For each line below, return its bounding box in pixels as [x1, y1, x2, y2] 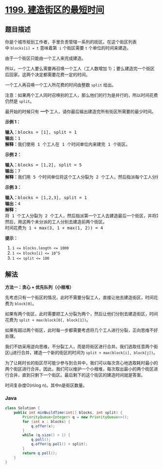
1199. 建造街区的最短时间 [5, 4, 104, 16]
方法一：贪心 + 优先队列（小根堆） [5, 284, 74, 290]
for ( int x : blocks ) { [22, 419, 70, 424]
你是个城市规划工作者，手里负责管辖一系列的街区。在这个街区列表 [5, 39, 137, 45]
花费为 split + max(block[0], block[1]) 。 [5, 317, 91, 323]
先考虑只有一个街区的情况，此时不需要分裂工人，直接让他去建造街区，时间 [5, 294, 154, 300]
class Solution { [5, 406, 40, 411]
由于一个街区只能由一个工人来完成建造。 [5, 55, 86, 61]
